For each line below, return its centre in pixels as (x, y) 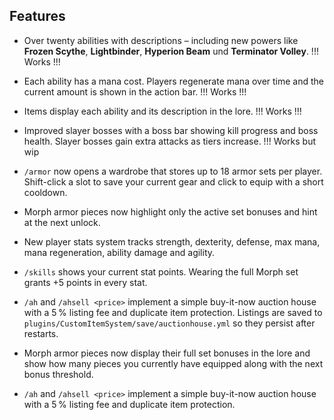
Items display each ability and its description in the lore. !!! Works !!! (162, 111)
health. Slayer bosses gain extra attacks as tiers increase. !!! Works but (170, 141)
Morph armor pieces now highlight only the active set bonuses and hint (170, 211)
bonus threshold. (58, 374)
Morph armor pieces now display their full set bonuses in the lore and (167, 353)
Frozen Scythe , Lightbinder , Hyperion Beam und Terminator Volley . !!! (171, 51)
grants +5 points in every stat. (85, 282)
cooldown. (45, 192)
